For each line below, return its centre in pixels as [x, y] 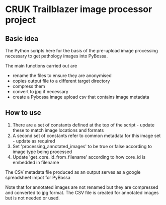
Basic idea [22, 39]
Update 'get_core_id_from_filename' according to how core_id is [79, 157]
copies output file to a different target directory [61, 81]
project [21, 20]
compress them [29, 86]
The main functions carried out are [41, 66]
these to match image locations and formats [58, 130]
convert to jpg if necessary [40, 91]
